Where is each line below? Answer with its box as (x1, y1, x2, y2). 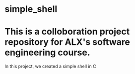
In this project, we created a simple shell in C (4, 63, 96, 70)
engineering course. (4, 47, 90, 58)
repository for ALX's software (4, 37, 130, 48)
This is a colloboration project (4, 26, 130, 37)
